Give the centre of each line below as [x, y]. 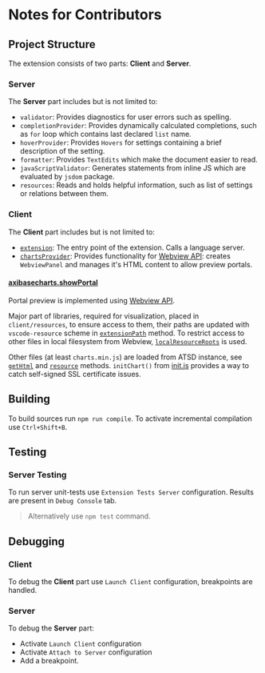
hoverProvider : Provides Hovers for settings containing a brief [121, 142]
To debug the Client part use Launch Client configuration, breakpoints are [131, 581]
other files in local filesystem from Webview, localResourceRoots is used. [128, 341]
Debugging [37, 541]
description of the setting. [62, 151]
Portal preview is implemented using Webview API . [92, 300]
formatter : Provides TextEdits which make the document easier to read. [138, 160]
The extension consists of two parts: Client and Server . [100, 63]
